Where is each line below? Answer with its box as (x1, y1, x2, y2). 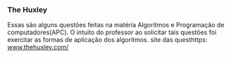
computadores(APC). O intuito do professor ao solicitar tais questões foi (7, 28, 217, 36)
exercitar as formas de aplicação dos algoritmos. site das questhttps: (7, 36, 208, 44)
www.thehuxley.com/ (7, 43, 69, 52)
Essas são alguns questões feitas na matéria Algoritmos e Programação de (7, 21, 225, 29)
